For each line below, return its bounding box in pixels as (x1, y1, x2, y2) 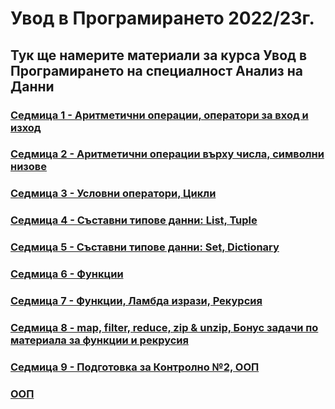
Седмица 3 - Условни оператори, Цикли (10, 187, 217, 201)
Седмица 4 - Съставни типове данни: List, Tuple (10, 213, 258, 227)
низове (10, 160, 48, 174)
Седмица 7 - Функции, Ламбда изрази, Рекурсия (10, 294, 263, 308)
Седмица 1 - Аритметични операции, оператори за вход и (10, 108, 309, 122)
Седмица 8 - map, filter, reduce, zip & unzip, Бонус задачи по (10, 320, 319, 334)
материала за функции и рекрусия (10, 333, 190, 347)
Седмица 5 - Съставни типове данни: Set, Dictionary (10, 240, 280, 254)
